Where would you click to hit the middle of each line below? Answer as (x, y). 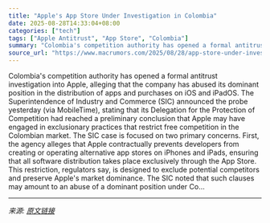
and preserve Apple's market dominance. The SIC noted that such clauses (131, 178)
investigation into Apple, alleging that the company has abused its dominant (134, 84)
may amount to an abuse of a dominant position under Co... (106, 187)
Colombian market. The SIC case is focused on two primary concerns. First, (134, 136)
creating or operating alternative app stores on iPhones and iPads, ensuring (133, 152)
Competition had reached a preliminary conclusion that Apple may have (127, 118)
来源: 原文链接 (31, 211)
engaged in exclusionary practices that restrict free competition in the (124, 127)
